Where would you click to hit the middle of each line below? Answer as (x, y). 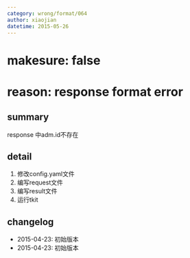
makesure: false (54, 60)
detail (20, 157)
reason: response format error (95, 92)
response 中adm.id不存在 (43, 134)
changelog (31, 222)
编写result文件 (37, 191)
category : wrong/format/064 (47, 13)
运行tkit (28, 200)
